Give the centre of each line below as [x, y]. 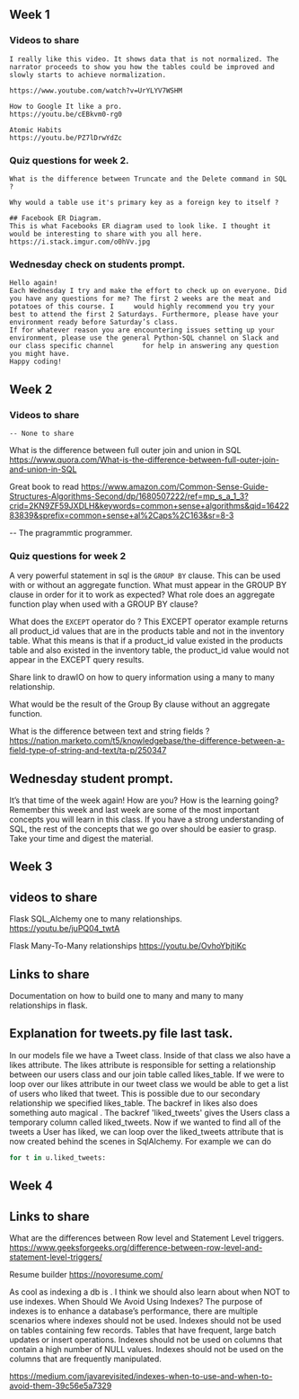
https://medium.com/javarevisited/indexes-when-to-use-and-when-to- [141, 1376]
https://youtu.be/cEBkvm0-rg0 [66, 114]
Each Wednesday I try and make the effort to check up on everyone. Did [148, 291]
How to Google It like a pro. [66, 106]
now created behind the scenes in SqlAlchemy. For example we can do [141, 1141]
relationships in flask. [48, 1005]
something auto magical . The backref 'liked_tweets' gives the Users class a [149, 1112]
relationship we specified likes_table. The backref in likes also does [134, 1103]
